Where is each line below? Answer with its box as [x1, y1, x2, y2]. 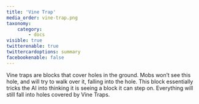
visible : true [6, 37, 43, 43]
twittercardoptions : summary [6, 49, 81, 55]
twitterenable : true [6, 43, 59, 50]
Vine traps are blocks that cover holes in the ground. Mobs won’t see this [6, 71, 191, 78]
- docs [28, 32, 45, 38]
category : [17, 26, 43, 32]
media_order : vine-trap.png [6, 15, 78, 21]
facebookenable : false [6, 54, 64, 61]
